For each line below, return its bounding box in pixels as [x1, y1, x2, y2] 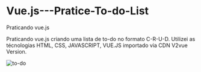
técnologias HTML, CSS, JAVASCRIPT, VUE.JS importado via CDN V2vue [6, 42, 188, 49]
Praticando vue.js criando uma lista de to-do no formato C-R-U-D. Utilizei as [6, 35, 196, 42]
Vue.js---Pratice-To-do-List [6, 4, 149, 18]
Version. [6, 48, 27, 55]
